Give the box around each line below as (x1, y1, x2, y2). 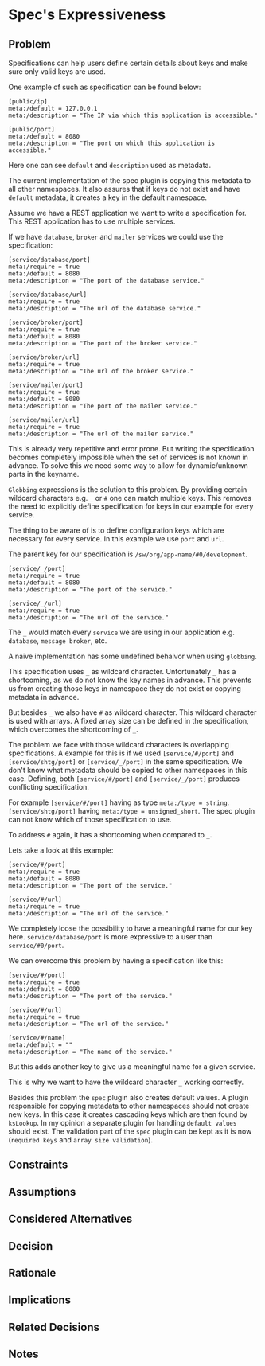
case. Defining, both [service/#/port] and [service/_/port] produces (8, 774, 240, 783)
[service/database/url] (8, 291, 88, 299)
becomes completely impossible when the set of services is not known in (8, 452, 249, 462)
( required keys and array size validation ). (8, 1135, 154, 1144)
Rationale (8, 1266, 57, 1279)
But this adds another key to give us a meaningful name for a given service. (8, 1062, 256, 1071)
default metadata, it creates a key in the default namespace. (8, 193, 208, 202)
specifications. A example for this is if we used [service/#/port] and (8, 748, 235, 758)
